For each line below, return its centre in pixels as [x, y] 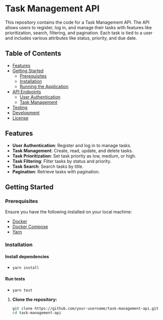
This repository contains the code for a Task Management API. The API [77, 22]
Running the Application [44, 86]
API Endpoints [26, 91]
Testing [20, 107]
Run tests [15, 279]
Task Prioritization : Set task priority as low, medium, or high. [74, 156]
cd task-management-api [37, 313]
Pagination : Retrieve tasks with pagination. [56, 171]
